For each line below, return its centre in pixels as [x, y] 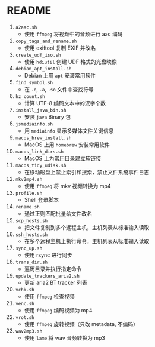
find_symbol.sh [34, 82]
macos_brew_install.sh [43, 138]
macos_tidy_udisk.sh [41, 165]
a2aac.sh [26, 27]
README [29, 10]
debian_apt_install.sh [43, 69]
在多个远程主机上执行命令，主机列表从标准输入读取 [87, 241]
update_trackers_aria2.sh [47, 276]
